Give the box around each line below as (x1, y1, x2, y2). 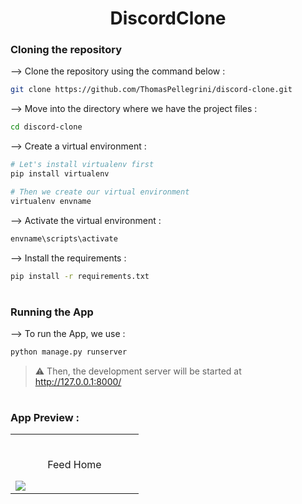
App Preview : (10, 411, 80, 425)
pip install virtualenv (10, 169, 110, 179)
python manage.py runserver (10, 347, 128, 357)
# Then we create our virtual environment (10, 187, 190, 197)
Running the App (10, 305, 94, 319)
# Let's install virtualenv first (10, 160, 155, 170)
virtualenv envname (10, 196, 92, 206)
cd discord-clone (10, 122, 83, 132)
